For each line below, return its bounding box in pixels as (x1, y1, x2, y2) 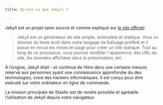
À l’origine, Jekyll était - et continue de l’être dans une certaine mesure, (5, 64, 148, 70)
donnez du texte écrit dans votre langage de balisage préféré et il (17, 39, 148, 45)
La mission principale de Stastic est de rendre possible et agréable (5, 89, 139, 95)
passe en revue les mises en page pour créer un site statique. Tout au (17, 44, 157, 50)
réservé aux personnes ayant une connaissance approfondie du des (5, 69, 142, 75)
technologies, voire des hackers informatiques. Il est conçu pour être (5, 74, 143, 80)
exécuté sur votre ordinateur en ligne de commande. (5, 80, 110, 86)
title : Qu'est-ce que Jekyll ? (5, 7, 69, 12)
